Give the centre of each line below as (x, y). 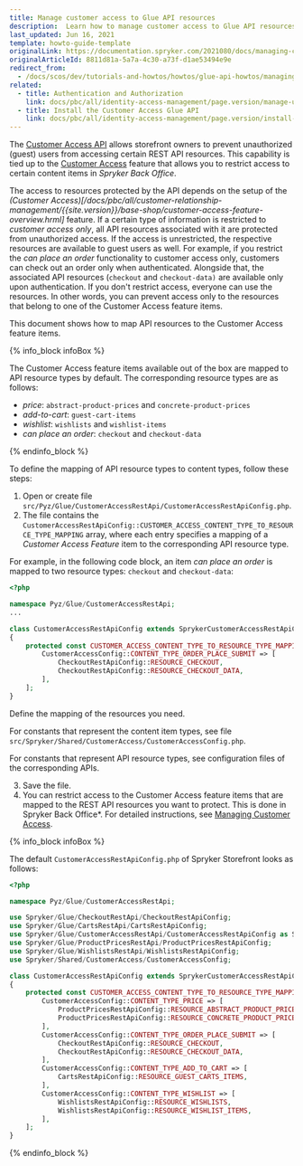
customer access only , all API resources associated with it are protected (143, 229)
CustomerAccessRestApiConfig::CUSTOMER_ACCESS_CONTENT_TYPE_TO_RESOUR (158, 526)
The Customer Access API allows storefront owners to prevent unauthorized (151, 145)
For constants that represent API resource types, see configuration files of (147, 758)
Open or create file (57, 496)
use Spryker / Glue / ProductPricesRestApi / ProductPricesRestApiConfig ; (141, 943)
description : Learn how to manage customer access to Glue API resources (153, 26)
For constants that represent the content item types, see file (121, 731)
